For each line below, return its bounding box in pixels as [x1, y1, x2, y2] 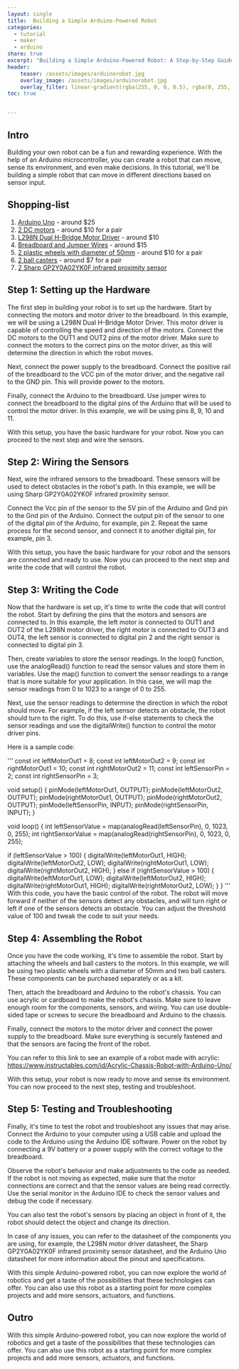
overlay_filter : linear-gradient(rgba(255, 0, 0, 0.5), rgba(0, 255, [20, 83, 231, 91]
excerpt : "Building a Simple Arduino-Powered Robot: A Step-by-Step [7, 57, 215, 64]
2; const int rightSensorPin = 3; [7, 772, 99, 780]
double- [208, 1003, 232, 1012]
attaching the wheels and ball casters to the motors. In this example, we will [7, 959, 229, 967]
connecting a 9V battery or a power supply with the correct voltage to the [7, 1144, 223, 1153]
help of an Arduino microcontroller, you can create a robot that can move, [7, 155, 223, 164]
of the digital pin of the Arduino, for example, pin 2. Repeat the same [7, 519, 208, 528]
